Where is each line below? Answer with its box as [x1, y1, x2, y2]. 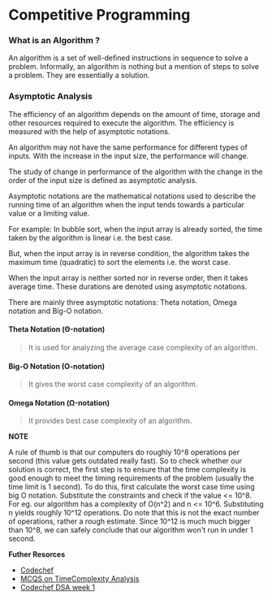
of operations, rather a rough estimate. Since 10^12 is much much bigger [8, 516, 251, 526]
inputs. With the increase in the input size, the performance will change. [8, 150, 249, 160]
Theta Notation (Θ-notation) [8, 324, 106, 334]
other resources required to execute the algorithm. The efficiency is [8, 118, 235, 128]
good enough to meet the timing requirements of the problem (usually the [8, 473, 254, 483]
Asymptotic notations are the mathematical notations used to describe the [8, 191, 257, 201]
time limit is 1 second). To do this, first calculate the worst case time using [8, 482, 255, 492]
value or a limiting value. [8, 208, 90, 218]
